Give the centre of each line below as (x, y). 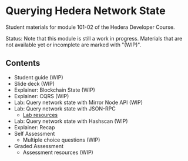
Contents (23, 63)
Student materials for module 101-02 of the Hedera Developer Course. (90, 27)
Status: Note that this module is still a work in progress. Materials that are (94, 38)
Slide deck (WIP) (34, 83)
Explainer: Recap (34, 127)
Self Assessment (34, 133)
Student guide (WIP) (38, 77)
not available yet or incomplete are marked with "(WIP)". (73, 45)
